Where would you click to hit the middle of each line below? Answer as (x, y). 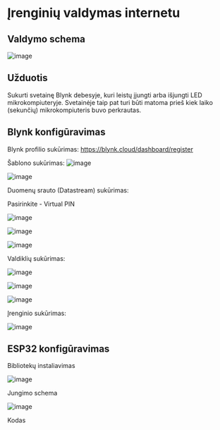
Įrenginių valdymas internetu (94, 13)
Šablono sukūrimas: (36, 163)
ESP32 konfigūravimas (59, 349)
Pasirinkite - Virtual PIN (41, 204)
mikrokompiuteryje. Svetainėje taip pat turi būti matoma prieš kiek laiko (110, 102)
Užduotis (28, 78)
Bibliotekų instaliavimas (41, 366)
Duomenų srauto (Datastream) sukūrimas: (68, 190)
